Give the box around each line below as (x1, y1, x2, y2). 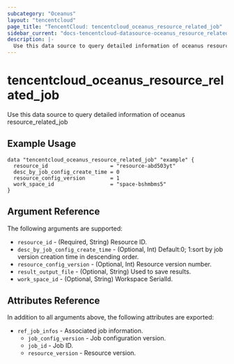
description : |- (7, 36, 54, 43)
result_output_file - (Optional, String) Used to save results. (17, 267, 192, 276)
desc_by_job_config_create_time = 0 (13, 168, 120, 175)
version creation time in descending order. (17, 252, 139, 261)
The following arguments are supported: (7, 224, 123, 232)
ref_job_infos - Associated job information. (17, 326, 143, 335)
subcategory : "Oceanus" (7, 10, 77, 17)
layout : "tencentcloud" (7, 17, 77, 24)
